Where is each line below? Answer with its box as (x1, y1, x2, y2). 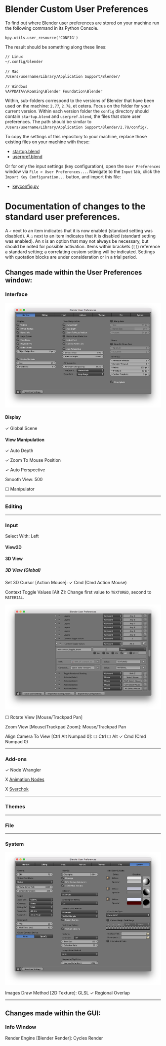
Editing (5, 503, 23, 510)
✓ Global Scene (5, 425, 38, 432)
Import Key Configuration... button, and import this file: (5, 173, 121, 179)
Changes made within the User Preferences (5, 269, 142, 277)
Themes (5, 803, 26, 810)
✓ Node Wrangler (5, 767, 41, 773)
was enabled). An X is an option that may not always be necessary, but (5, 238, 149, 244)
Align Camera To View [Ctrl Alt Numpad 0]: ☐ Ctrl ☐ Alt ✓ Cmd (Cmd (5, 733, 146, 739)
